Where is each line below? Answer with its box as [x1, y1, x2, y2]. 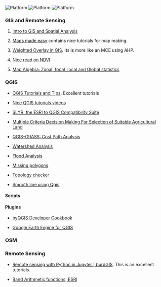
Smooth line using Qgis [12, 181, 60, 187]
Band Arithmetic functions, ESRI [12, 276, 78, 282]
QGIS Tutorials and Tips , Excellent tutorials [12, 90, 99, 96]
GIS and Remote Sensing [5, 17, 66, 24]
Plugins [5, 204, 21, 210]
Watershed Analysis [12, 143, 53, 149]
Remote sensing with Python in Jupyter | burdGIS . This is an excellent [12, 261, 154, 267]
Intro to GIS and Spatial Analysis [12, 28, 78, 34]
